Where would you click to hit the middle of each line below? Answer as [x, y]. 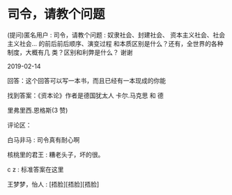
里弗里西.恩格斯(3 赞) [38, 110]
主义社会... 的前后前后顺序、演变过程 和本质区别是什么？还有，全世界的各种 [115, 43]
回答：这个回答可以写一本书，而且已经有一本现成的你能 [86, 80]
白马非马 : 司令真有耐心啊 [44, 139]
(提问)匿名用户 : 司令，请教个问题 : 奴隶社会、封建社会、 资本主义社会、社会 [116, 35]
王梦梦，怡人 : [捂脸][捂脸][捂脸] [53, 184]
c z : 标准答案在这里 [36, 169]
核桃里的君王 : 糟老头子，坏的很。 [56, 155]
